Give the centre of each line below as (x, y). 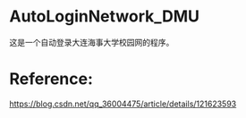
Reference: (51, 79)
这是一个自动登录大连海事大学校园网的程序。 (92, 42)
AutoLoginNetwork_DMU (104, 17)
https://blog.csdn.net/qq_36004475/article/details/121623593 (123, 104)
